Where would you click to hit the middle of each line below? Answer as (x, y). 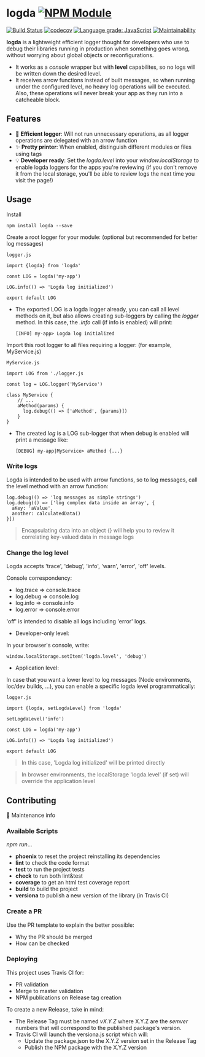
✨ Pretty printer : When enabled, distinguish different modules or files (103, 147)
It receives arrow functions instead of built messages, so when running (105, 80)
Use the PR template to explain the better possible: (71, 925)
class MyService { (30, 395)
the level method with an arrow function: (57, 486)
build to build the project (46, 889)
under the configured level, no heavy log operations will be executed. (103, 87)
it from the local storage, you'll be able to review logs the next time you (105, 174)
